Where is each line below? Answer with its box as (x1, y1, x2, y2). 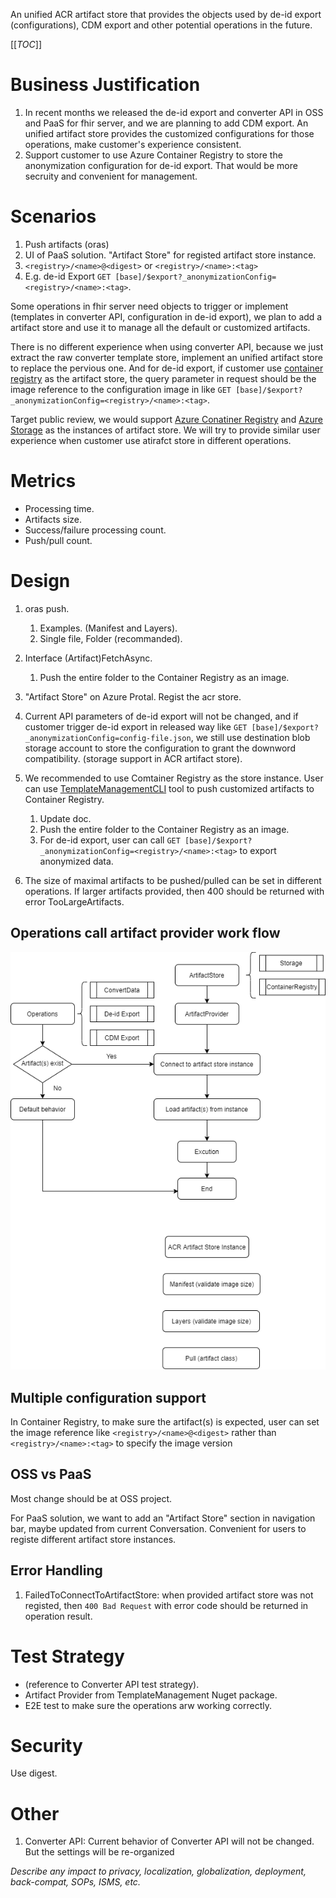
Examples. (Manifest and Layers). (39, 622, 178, 634)
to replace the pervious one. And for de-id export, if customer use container (10, 362, 324, 374)
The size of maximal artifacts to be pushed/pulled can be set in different (24, 874, 322, 886)
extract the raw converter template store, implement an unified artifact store (10, 351, 323, 363)
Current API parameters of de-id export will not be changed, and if (24, 710, 299, 722)
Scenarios (10, 205, 97, 228)
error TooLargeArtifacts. (24, 895, 125, 908)
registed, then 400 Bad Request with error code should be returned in (24, 1599, 309, 1611)
